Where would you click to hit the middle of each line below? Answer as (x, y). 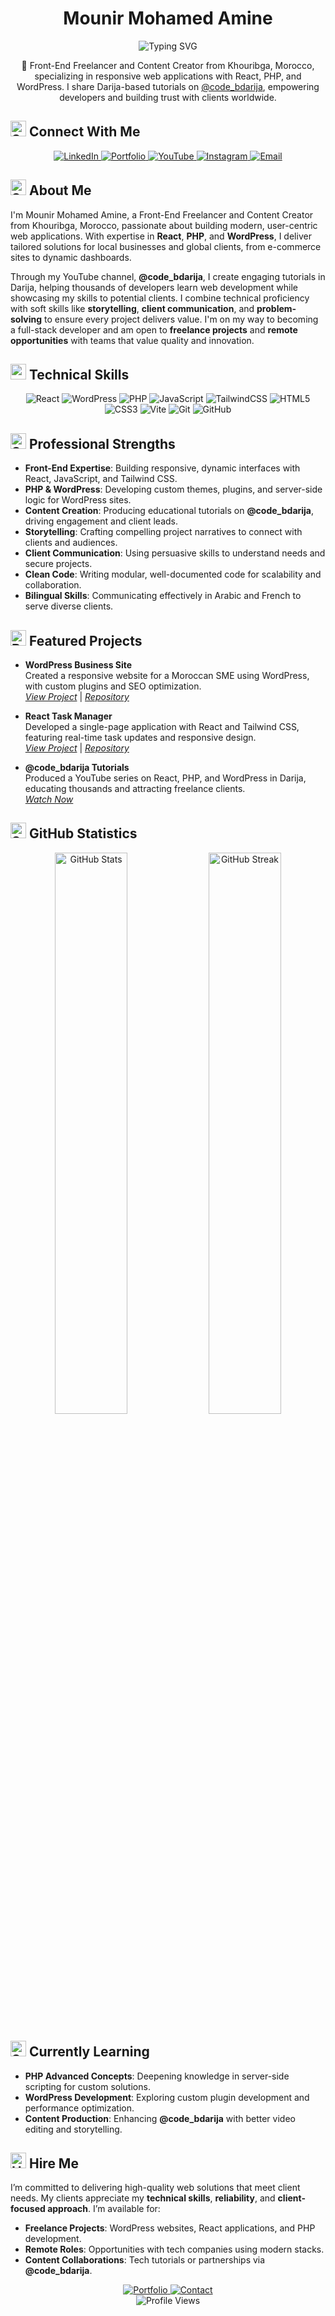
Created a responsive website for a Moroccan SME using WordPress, (167, 675)
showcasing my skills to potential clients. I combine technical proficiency (160, 298)
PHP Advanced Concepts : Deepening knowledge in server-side (157, 2076)
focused (28, 2209)
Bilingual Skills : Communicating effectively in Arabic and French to (163, 596)
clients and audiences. (71, 543)
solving (26, 319)
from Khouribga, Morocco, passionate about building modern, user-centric (164, 225)
